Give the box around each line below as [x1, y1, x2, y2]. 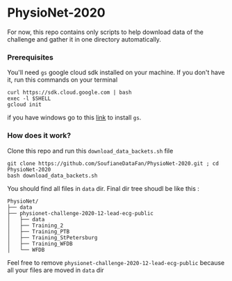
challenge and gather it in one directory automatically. [7, 35, 162, 43]
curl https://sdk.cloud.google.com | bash [7, 89, 132, 96]
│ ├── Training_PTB [7, 228, 70, 235]
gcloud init [7, 101, 42, 108]
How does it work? [7, 130, 72, 140]
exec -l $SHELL [7, 95, 51, 102]
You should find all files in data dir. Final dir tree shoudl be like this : [7, 184, 200, 192]
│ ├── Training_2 [7, 222, 64, 229]
